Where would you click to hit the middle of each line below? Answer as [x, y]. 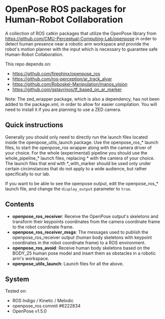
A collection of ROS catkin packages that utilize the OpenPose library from [81, 33]
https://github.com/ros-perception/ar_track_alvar [62, 79]
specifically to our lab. [28, 174]
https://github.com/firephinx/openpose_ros [56, 73]
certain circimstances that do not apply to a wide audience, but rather [76, 168]
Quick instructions [34, 125]
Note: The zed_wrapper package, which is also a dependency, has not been [82, 99]
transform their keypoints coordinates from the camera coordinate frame [86, 221]
